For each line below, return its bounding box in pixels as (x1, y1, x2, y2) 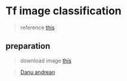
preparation (5, 41, 51, 51)
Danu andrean (20, 68, 55, 76)
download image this (20, 57, 72, 64)
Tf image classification (5, 4, 122, 18)
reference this (20, 24, 55, 31)
